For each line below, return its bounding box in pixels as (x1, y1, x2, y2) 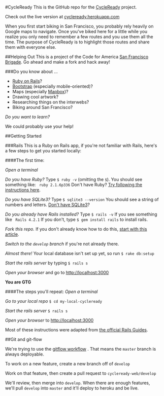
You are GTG (5, 279, 31, 285)
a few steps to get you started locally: (5, 148, 82, 153)
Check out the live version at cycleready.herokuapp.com (5, 14, 120, 19)
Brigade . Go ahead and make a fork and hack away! (5, 59, 110, 65)
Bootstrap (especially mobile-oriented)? (12, 83, 93, 89)
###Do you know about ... (5, 69, 58, 74)
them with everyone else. (5, 44, 57, 50)
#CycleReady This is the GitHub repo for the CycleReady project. (5, 4, 137, 10)
